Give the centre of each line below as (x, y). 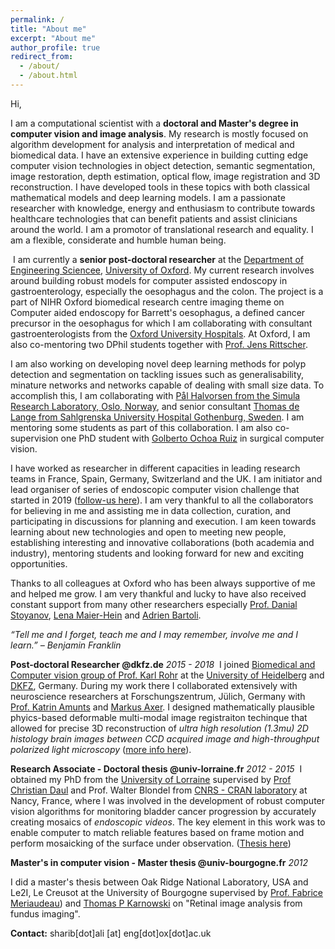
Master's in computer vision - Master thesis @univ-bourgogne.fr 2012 (159, 862)
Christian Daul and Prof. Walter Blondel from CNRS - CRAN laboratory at (159, 790)
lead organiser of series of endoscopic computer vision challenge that (155, 489)
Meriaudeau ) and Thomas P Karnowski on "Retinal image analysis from (156, 903)
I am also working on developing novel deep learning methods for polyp (158, 363)
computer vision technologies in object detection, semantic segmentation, (163, 165)
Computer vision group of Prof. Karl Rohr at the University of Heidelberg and (167, 675)
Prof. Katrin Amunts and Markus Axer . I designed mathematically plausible (162, 707)
